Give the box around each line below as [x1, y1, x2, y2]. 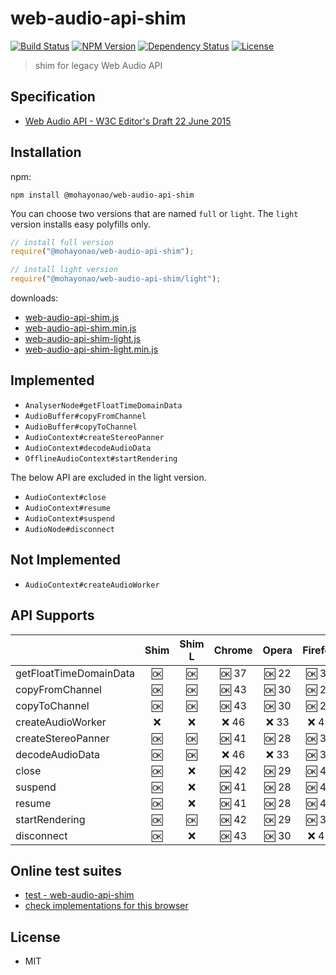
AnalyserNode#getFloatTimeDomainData [24, 400, 183, 411]
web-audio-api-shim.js [24, 312, 120, 324]
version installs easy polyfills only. [10, 218, 152, 230]
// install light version [10, 265, 118, 275]
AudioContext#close [24, 492, 107, 502]
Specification [10, 88, 96, 106]
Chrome [213, 643, 253, 657]
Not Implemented [10, 552, 122, 569]
